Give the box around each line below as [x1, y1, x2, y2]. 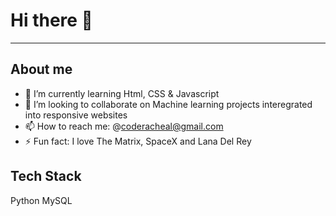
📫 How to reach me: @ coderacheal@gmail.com [24, 120, 224, 132]
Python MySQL [10, 194, 73, 206]
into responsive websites [24, 109, 128, 121]
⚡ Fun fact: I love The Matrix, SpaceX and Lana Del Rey [24, 135, 252, 147]
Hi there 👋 [10, 9, 93, 32]
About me [10, 61, 73, 78]
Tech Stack [10, 168, 82, 185]
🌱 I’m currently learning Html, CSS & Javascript [24, 87, 220, 99]
